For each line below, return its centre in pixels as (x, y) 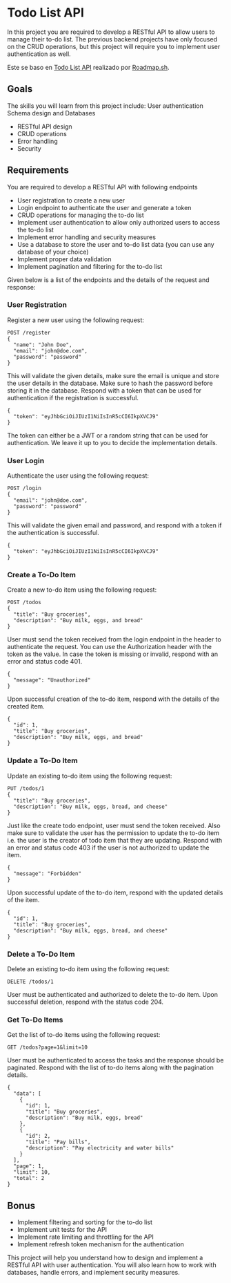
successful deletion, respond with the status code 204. (86, 1002)
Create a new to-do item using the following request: (82, 590)
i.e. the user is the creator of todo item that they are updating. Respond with (115, 840)
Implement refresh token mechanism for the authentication (101, 1244)
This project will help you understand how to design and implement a (105, 1258)
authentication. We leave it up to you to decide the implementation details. (112, 442)
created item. (26, 706)
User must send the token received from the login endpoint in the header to (114, 639)
